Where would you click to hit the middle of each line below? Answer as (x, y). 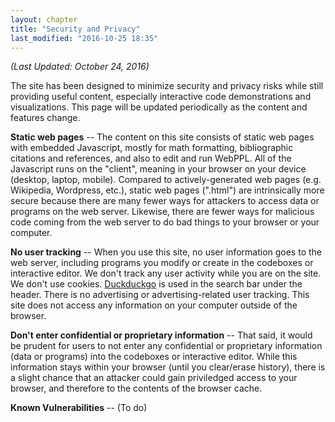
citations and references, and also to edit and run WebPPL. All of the (151, 158)
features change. (45, 118)
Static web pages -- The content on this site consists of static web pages (162, 137)
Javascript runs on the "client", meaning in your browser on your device (158, 169)
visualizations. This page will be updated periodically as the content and (159, 107)
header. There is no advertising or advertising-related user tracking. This (160, 295)
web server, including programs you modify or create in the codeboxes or (162, 263)
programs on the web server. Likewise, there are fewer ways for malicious (162, 212)
